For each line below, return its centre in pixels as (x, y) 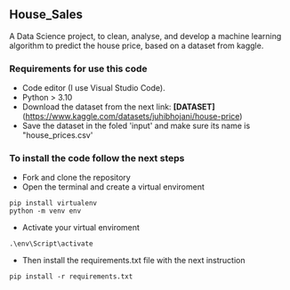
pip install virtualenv (53, 204)
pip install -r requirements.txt (71, 277)
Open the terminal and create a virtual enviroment (113, 187)
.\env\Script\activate (51, 244)
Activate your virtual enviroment (81, 228)
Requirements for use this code (79, 68)
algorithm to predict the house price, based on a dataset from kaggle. (137, 45)
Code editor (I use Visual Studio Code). (94, 88)
